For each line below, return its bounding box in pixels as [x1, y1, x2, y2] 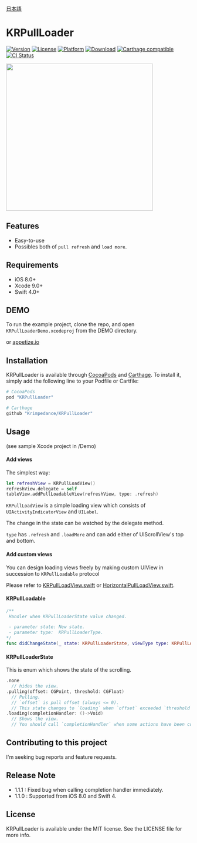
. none [6, 678, 19, 684]
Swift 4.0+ [14, 288, 40, 296]
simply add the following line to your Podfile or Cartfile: [6, 377, 139, 384]
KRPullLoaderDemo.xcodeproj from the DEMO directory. [6, 327, 138, 334]
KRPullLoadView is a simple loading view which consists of [6, 502, 146, 509]
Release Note [6, 771, 56, 781]
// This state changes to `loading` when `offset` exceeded [11, 705, 161, 711]
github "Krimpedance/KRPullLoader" [6, 410, 93, 416]
